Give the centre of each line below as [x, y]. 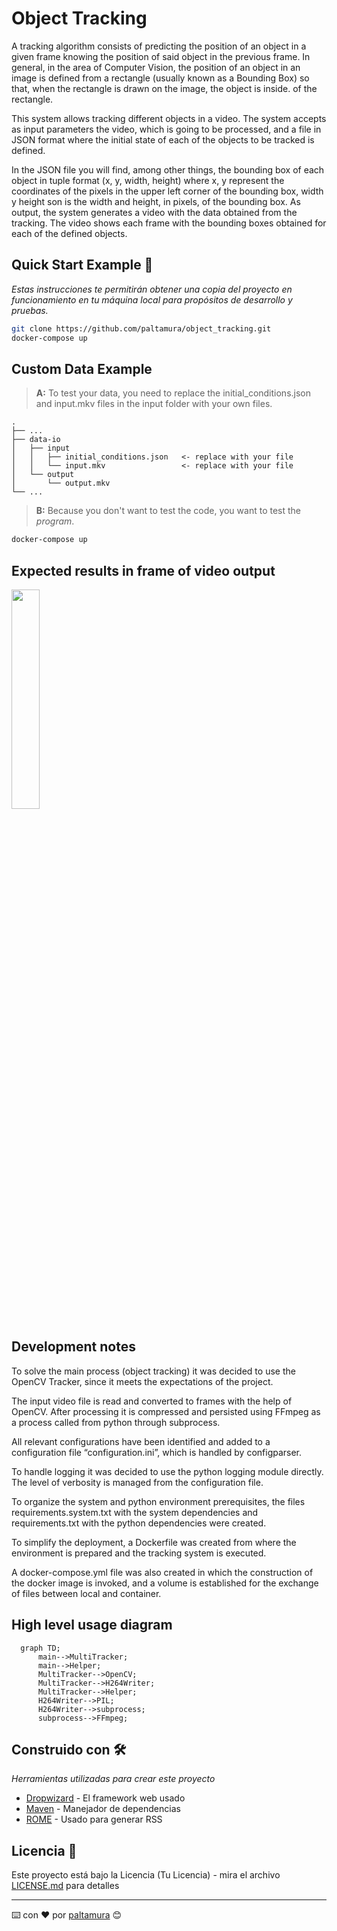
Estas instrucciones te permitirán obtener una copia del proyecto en [152, 289]
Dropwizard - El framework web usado [105, 1798]
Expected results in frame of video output [143, 570]
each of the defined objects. [69, 233]
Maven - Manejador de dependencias [103, 1809]
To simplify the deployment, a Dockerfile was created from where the [154, 1542]
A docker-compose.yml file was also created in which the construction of [162, 1572]
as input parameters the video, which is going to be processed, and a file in [166, 129]
